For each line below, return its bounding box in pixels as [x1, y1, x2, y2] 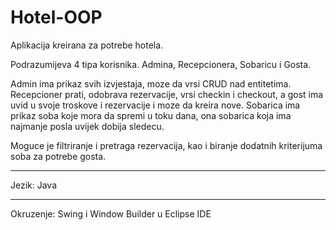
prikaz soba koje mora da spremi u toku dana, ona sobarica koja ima [10, 109, 292, 121]
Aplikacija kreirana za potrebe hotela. [10, 39, 164, 51]
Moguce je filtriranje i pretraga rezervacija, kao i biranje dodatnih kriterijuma [10, 139, 323, 151]
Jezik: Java [10, 179, 58, 191]
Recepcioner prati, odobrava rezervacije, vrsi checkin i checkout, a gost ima [10, 88, 324, 100]
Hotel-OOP [10, 6, 103, 29]
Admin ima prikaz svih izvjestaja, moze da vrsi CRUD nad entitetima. [10, 77, 292, 90]
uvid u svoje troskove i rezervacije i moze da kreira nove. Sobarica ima [10, 99, 301, 111]
